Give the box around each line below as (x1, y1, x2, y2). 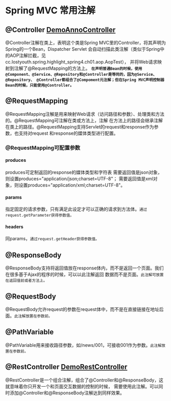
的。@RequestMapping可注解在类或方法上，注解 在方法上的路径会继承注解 (5, 117, 163, 123)
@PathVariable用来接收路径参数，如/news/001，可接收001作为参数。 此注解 (5, 342, 162, 348)
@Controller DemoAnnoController (5, 25, 116, 34)
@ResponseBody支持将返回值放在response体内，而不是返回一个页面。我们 (5, 265, 164, 271)
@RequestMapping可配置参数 (5, 144, 81, 151)
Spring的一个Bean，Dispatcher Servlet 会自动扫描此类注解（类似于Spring (5, 46, 160, 52)
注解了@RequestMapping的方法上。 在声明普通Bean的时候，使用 (14, 65, 142, 71)
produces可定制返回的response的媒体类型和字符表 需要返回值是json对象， (5, 169, 162, 175)
